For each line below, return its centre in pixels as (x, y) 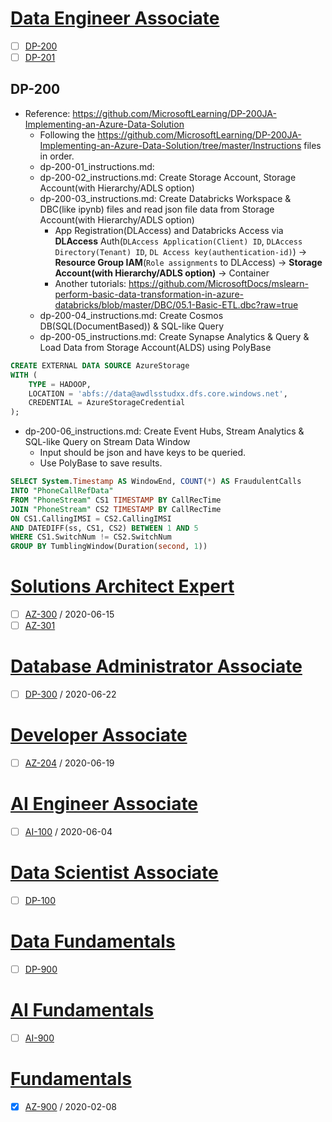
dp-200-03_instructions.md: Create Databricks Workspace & (165, 198)
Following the (67, 134)
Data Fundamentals (93, 941)
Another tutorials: (90, 283)
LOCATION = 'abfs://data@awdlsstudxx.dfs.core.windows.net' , (158, 393)
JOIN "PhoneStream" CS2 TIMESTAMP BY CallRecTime (116, 509)
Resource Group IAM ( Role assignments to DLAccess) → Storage (188, 262)
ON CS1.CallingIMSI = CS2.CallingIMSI (91, 518)
